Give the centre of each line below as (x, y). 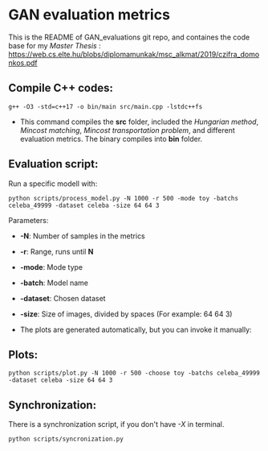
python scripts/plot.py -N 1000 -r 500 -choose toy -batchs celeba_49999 (134, 373)
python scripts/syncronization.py (66, 439)
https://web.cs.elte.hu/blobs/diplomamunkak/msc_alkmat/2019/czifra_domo (134, 54)
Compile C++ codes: (61, 88)
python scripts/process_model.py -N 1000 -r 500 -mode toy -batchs (124, 198)
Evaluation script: (53, 164)
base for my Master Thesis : (55, 45)
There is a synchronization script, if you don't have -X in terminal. (116, 424)
